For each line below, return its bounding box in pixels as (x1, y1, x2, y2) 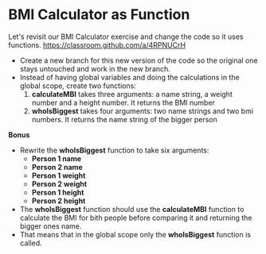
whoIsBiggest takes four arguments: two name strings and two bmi (31, 106, 253, 116)
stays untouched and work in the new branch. (19, 63, 171, 73)
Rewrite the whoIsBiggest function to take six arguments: (19, 145, 209, 155)
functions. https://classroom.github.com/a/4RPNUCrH (8, 40, 186, 49)
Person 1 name (31, 153, 82, 164)
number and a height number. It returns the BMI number (31, 98, 215, 107)
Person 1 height (31, 187, 84, 197)
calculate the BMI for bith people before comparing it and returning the (19, 213, 252, 222)
